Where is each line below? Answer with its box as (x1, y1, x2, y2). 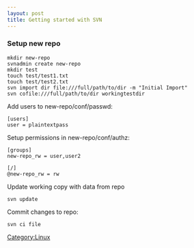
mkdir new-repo (7, 54, 51, 61)
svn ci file (7, 221, 41, 228)
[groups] (7, 146, 32, 154)
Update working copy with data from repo (7, 182, 125, 191)
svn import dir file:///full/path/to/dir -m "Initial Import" (7, 84, 188, 91)
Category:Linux (7, 233, 51, 241)
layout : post (7, 10, 44, 17)
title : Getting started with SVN (7, 16, 102, 23)
